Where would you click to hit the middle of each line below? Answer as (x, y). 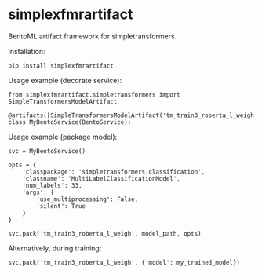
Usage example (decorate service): (65, 80)
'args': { (38, 192)
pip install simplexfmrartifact (61, 66)
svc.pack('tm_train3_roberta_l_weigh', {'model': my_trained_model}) (124, 262)
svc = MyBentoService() (47, 151)
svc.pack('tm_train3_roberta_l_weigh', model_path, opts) (105, 233)
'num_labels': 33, (52, 185)
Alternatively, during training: (55, 248)
